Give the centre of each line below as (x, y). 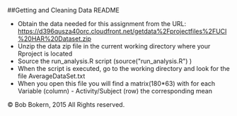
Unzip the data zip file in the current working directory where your (114, 46)
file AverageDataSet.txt (51, 76)
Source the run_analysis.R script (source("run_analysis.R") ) (105, 61)
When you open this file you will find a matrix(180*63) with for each (116, 83)
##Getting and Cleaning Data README (64, 10)
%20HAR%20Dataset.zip (54, 39)
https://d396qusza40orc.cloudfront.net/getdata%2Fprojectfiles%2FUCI (122, 31)
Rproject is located (45, 53)
